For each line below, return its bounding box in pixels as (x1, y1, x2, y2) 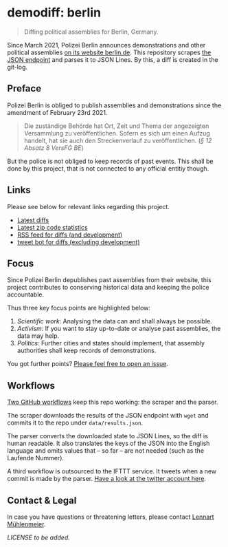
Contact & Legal (7, 494, 77, 506)
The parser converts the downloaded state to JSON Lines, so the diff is (7, 432, 208, 440)
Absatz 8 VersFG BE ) (23, 143, 84, 152)
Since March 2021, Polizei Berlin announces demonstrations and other (7, 41, 206, 49)
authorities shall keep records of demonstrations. (16, 346, 157, 355)
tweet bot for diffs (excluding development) (16, 237, 140, 246)
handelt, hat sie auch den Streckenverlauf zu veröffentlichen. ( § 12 (23, 136, 212, 144)
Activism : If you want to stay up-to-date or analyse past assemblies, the (16, 325, 221, 333)
